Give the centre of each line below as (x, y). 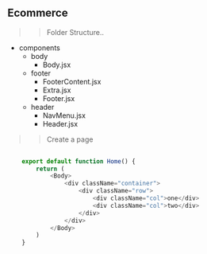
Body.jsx (57, 64)
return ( (50, 169)
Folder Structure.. (75, 32)
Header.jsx (60, 123)
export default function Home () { (79, 161)
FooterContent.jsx (72, 81)
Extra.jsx (57, 90)
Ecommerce (38, 13)
